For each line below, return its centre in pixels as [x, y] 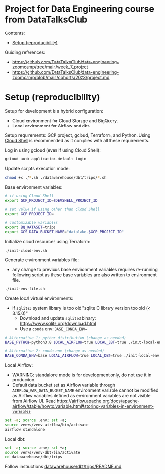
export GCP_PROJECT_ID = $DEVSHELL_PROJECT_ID [51, 200]
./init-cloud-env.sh [26, 250]
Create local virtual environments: [39, 298]
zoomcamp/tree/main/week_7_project [50, 67]
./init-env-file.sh [25, 289]
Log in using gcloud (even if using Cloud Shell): [53, 150]
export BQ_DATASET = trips [30, 227]
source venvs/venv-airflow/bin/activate [47, 425]
